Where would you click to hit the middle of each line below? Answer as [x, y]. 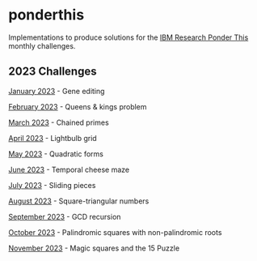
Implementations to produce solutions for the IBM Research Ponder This [128, 37]
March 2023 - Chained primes [59, 122]
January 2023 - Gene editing [57, 91]
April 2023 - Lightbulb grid [53, 138]
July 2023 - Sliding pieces [52, 185]
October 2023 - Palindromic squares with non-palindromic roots [115, 232]
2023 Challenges [53, 72]
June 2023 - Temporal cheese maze [69, 169]
